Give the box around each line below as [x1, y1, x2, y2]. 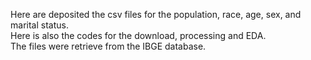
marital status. [10, 19, 69, 31]
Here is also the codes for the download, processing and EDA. [10, 30, 267, 41]
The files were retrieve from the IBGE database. [10, 40, 207, 52]
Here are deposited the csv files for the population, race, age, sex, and [10, 9, 302, 20]
